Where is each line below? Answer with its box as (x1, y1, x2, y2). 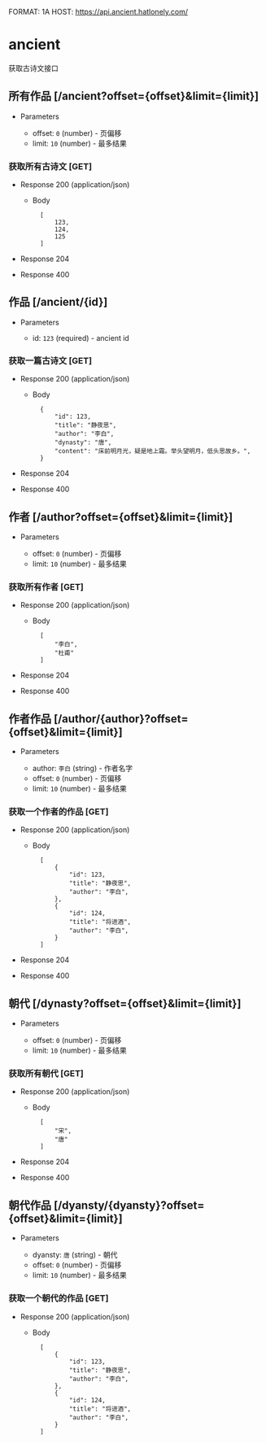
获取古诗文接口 (8, 63, 59, 72)
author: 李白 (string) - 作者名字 (32, 764, 133, 774)
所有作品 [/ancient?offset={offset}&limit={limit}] (8, 89, 259, 103)
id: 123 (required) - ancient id (32, 333, 130, 342)
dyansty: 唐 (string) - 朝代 (32, 1250, 118, 1260)
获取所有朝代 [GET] (8, 1068, 84, 1079)
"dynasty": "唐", (54, 438, 112, 447)
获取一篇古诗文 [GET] (8, 355, 92, 366)
